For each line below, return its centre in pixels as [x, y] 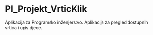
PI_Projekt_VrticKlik [46, 9]
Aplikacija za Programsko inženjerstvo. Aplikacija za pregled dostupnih [76, 22]
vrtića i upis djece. [24, 27]
